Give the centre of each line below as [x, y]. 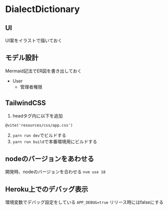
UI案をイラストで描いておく [34, 40]
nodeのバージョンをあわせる [50, 159]
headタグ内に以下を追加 [37, 116]
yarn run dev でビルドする [39, 135]
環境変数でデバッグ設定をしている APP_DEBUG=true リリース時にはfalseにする [84, 202]
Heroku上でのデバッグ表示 [47, 189]
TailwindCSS [26, 103]
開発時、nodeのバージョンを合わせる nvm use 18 [55, 172]
